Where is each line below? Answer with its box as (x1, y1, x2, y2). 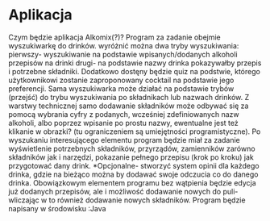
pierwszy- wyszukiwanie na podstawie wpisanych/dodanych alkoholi (8, 49, 238, 59)
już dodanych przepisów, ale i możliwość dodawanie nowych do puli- (8, 186, 239, 196)
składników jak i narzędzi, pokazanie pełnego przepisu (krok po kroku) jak (8, 152, 254, 162)
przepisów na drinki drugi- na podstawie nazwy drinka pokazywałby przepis (8, 58, 262, 68)
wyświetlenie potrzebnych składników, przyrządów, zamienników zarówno (8, 144, 255, 153)
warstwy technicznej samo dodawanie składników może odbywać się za (8, 101, 249, 110)
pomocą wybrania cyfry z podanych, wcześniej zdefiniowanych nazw (8, 109, 239, 119)
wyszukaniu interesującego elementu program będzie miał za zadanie (8, 135, 240, 144)
